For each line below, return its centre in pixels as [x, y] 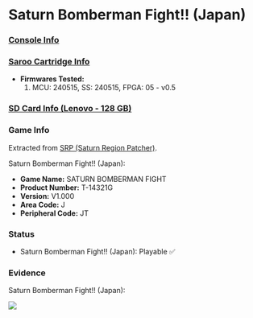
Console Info [34, 40]
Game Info [29, 130]
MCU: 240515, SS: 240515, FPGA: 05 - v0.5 [104, 88]
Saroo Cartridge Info [49, 62]
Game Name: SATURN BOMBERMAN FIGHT [93, 179]
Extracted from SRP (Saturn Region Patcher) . [83, 147]
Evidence [27, 273]
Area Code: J [43, 204]
